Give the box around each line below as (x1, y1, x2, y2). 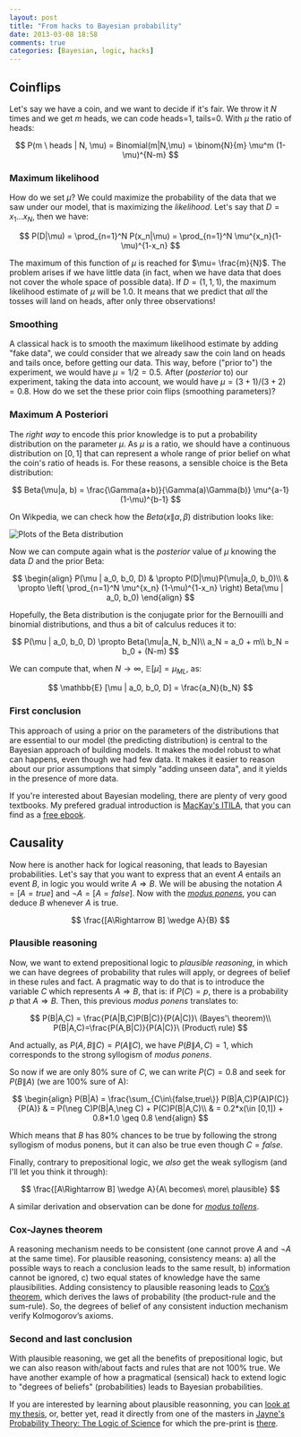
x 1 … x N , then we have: (9, 212, 90, 224)
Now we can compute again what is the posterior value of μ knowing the (9, 546, 277, 557)
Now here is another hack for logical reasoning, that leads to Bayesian (9, 859, 268, 870)
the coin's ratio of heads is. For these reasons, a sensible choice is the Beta (9, 457, 288, 468)
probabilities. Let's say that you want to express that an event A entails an (9, 869, 281, 879)
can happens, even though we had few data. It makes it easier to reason (9, 754, 276, 765)
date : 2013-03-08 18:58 (9, 30, 99, 39)
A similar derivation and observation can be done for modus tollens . (9, 1200, 260, 1211)
